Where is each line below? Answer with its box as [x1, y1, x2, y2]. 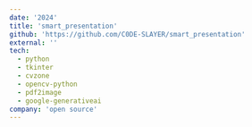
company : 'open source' [9, 105, 98, 114]
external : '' [9, 38, 58, 47]
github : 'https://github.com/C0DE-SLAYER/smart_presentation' [9, 30, 246, 38]
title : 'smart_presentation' [9, 21, 118, 30]
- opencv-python [17, 80, 78, 89]
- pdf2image [17, 88, 63, 97]
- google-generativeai [17, 96, 102, 106]
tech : [9, 47, 29, 55]
